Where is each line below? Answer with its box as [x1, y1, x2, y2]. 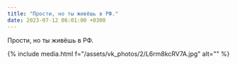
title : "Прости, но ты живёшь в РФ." [7, 10, 119, 17]
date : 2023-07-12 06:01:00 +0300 [7, 17, 106, 24]
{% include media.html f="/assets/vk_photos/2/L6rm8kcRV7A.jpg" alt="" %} [7, 50, 230, 58]
